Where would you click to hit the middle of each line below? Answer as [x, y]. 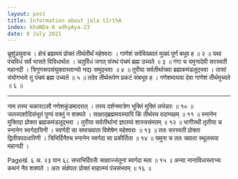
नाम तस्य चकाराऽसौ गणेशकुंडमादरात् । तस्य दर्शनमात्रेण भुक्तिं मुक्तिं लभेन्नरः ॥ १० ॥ [100, 106]
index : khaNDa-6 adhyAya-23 [49, 27]
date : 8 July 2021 [34, 34]
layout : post [27, 14]
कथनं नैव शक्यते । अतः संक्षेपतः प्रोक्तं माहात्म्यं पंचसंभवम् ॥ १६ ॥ [79, 168]
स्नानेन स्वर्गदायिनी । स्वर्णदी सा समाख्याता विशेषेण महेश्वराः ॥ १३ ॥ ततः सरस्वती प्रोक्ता [104, 130]
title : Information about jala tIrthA [64, 21]
